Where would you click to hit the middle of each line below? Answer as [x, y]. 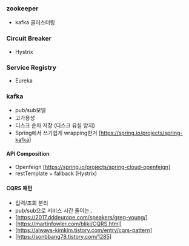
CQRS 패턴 [19, 188]
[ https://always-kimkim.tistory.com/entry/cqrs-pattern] [84, 230]
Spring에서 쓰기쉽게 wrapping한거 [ [58, 133]
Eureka [24, 81]
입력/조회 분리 [31, 203]
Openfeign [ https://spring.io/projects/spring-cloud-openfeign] [93, 167]
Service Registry [31, 67]
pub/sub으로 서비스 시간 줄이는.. [54, 210]
